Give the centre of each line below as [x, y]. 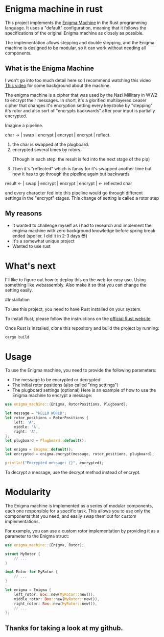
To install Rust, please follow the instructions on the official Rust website [78, 318]
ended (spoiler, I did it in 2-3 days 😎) [50, 236]
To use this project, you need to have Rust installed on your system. [73, 309]
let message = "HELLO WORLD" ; [36, 413]
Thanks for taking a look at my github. [64, 628]
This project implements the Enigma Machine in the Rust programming [76, 23]
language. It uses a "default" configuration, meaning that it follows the [76, 27]
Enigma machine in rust [54, 9]
